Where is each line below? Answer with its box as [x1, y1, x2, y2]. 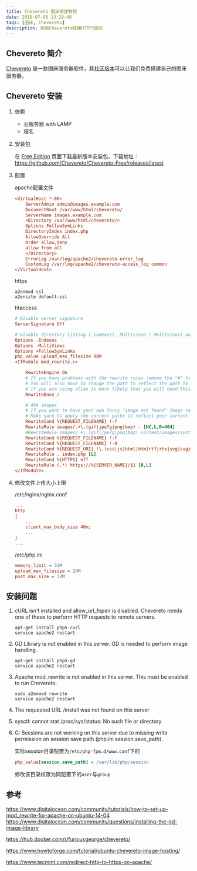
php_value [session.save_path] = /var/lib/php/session [14, 759, 149, 765]
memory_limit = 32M [14, 562, 63, 568]
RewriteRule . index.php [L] [25, 451, 97, 458]
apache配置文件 [14, 183, 54, 191]
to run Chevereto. [14, 680, 57, 687]
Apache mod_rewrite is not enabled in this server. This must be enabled [14, 673, 188, 680]
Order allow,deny [25, 239, 67, 245]
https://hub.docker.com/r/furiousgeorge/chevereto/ [6, 836, 131, 843]
